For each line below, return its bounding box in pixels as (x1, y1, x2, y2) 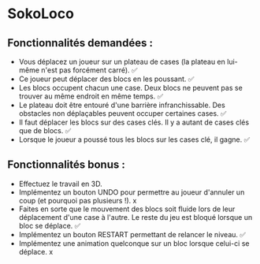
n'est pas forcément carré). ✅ (41, 65, 138, 75)
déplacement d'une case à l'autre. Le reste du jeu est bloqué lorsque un (18, 212, 253, 221)
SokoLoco (7, 5, 74, 23)
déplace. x (18, 247, 54, 256)
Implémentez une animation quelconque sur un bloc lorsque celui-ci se (18, 238, 250, 248)
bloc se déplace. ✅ (18, 221, 81, 230)
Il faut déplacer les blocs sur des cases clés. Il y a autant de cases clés (18, 117, 250, 127)
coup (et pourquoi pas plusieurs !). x (18, 195, 137, 205)
